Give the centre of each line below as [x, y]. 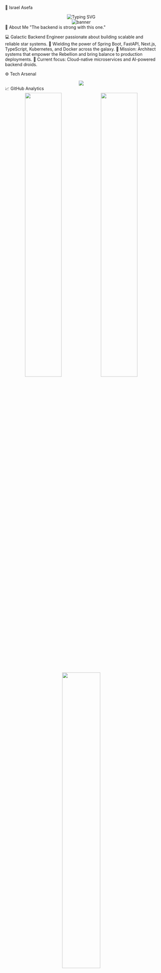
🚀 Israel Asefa [19, 8]
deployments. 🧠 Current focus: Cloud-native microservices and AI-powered [80, 59]
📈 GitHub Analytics [25, 88]
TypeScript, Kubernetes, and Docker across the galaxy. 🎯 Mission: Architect [80, 49]
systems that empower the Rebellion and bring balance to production [74, 54]
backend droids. [21, 65]
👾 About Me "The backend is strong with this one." [55, 27]
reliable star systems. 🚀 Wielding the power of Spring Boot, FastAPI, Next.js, [80, 44]
